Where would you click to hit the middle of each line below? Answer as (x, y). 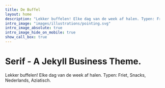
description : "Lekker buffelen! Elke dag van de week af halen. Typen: (80, 19)
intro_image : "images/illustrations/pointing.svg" (58, 23)
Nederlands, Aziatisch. (28, 80)
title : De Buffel (23, 10)
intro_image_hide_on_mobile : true (41, 32)
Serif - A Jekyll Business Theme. (73, 61)
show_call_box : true (26, 37)
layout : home (18, 14)
